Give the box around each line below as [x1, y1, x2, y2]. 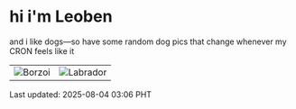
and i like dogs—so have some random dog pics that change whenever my [9, 36, 287, 47]
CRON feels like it [9, 45, 75, 56]
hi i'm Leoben [9, 6, 113, 27]
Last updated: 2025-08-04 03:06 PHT [9, 88, 152, 100]
